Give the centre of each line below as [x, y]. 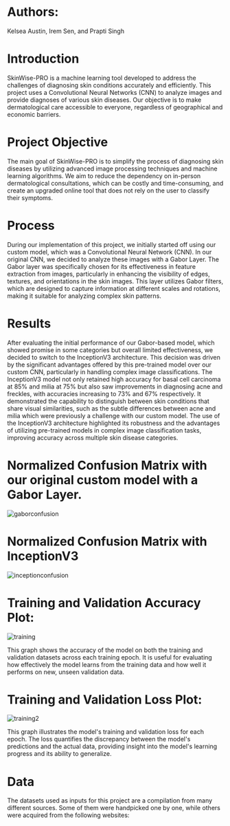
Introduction [43, 59]
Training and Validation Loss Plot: [105, 699]
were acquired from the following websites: [68, 815]
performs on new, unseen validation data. [66, 672]
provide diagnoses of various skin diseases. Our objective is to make [104, 100]
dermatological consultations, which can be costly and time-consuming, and [115, 183]
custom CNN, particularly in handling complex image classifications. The [110, 371]
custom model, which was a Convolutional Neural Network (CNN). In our [110, 252]
